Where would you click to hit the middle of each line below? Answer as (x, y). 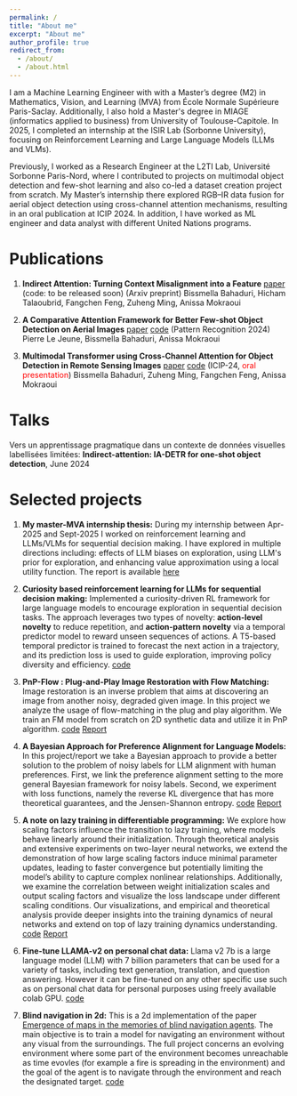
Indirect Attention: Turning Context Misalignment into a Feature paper (153, 283)
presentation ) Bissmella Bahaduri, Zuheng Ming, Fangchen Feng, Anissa (154, 375)
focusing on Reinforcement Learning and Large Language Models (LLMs (142, 140)
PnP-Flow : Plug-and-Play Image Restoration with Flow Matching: (145, 681)
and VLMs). (30, 149)
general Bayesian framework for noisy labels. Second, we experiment (149, 784)
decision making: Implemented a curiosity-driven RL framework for (146, 598)
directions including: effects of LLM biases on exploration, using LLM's (152, 552)
